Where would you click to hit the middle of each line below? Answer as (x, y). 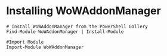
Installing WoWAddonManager (83, 11)
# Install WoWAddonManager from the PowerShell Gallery (77, 27)
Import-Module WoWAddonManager (45, 47)
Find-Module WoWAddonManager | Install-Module (65, 32)
